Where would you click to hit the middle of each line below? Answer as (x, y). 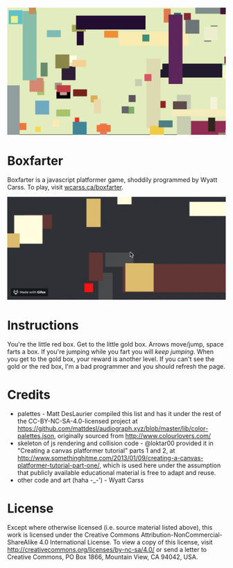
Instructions (43, 325)
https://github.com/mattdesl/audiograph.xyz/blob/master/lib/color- (113, 428)
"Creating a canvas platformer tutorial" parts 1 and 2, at (96, 451)
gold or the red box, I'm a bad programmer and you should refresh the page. (116, 367)
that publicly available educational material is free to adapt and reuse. (116, 473)
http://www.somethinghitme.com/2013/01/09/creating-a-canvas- (110, 458)
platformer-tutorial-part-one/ (58, 465)
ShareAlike (23, 542)
